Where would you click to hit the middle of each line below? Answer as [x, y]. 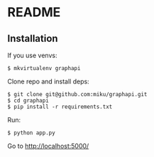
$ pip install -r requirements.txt [60, 107]
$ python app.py [31, 133]
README [34, 12]
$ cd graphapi [28, 100]
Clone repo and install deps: [49, 81]
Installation [33, 39]
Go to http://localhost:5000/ [48, 146]
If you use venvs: [32, 55]
